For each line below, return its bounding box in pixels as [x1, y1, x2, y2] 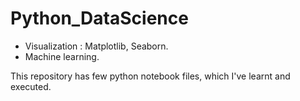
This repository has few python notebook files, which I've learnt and [10, 70, 291, 82]
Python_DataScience [10, 7, 189, 30]
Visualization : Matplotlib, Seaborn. [24, 40, 169, 52]
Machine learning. [24, 50, 100, 62]
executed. [10, 80, 52, 92]
